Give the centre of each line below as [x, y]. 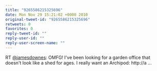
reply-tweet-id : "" [26, 33]
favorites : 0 [19, 29]
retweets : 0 [18, 24]
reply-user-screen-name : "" [35, 43]
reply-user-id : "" [25, 39]
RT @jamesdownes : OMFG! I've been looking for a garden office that [78, 57]
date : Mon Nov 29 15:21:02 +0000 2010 [47, 15]
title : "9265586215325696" [34, 10]
